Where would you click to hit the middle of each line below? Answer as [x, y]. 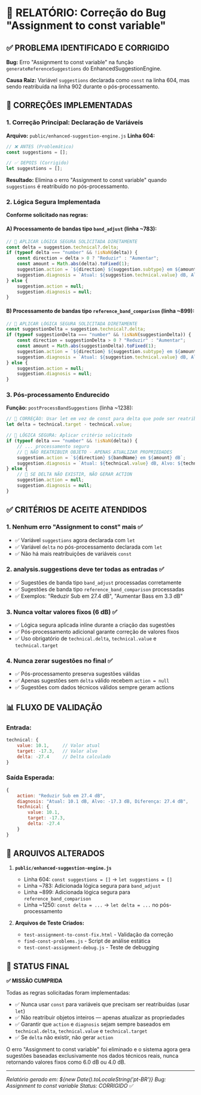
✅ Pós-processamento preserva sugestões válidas [77, 674]
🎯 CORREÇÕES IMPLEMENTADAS [69, 105]
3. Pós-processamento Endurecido [58, 395]
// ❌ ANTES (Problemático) [40, 146]
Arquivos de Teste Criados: [50, 923]
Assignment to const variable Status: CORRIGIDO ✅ [70, 1086]
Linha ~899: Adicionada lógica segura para [77, 892]
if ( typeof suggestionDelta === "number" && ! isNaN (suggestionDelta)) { [99, 335]
